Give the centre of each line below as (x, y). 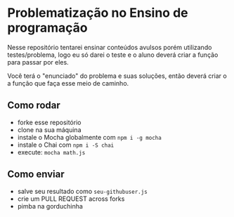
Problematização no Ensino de (98, 13)
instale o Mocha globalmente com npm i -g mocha (89, 137)
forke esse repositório (49, 122)
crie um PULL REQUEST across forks (71, 199)
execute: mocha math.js (51, 152)
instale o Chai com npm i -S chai (66, 145)
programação (47, 28)
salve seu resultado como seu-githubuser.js (82, 191)
